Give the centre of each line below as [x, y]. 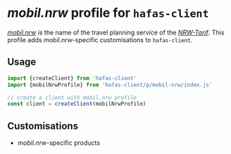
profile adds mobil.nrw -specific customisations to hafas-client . [100, 39]
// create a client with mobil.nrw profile [72, 97]
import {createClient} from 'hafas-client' [72, 78]
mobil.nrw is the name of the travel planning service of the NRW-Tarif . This [116, 32]
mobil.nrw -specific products [59, 143]
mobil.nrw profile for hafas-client [108, 13]
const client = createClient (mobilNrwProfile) [77, 104]
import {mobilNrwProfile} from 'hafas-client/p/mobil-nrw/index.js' [110, 85]
